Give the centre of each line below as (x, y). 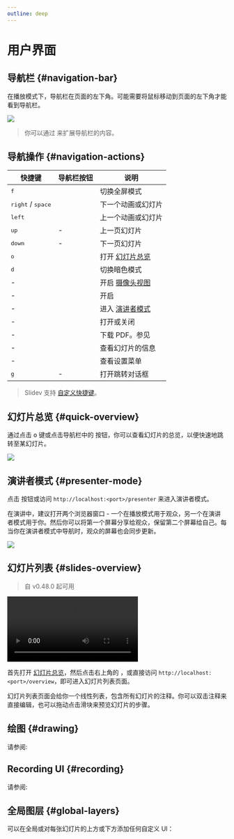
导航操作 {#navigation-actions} (76, 157)
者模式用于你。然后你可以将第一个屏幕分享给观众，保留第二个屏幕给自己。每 (117, 522)
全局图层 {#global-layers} (63, 811)
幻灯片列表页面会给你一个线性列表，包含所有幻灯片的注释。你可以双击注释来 (117, 696)
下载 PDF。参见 (125, 335)
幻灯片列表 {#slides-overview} (75, 568)
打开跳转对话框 (124, 375)
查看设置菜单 (121, 361)
